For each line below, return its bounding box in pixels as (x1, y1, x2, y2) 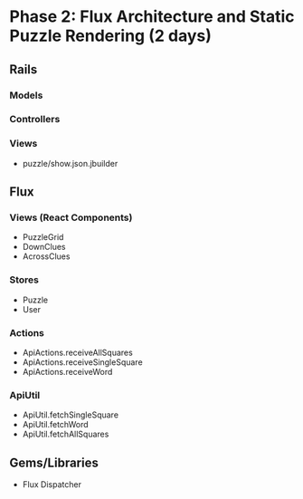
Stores (9, 273, 39, 286)
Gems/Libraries (9, 455, 99, 470)
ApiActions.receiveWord (22, 367, 113, 377)
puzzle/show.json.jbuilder (22, 158, 118, 168)
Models (9, 89, 43, 101)
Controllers (9, 113, 61, 126)
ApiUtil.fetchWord (22, 419, 89, 430)
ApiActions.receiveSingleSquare (22, 357, 143, 368)
